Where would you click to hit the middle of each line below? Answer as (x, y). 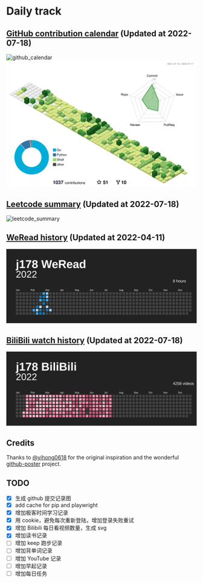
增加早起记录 (31, 566)
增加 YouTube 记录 (38, 558)
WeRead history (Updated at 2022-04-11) (86, 238)
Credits (21, 443)
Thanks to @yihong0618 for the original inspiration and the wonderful (93, 458)
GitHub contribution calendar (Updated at (86, 34)
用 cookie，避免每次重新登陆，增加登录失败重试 (74, 520)
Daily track (34, 11)
